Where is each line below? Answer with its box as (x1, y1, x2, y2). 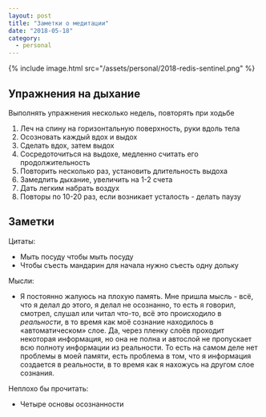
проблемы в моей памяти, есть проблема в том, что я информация (19, 350, 252, 361)
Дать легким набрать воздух (19, 183, 120, 192)
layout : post (8, 11, 52, 20)
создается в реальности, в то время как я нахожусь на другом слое (19, 359, 255, 369)
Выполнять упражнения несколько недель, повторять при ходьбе (8, 107, 235, 117)
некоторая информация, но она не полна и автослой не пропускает (19, 334, 252, 343)
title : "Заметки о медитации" (8, 19, 110, 27)
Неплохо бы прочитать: (8, 383, 89, 393)
